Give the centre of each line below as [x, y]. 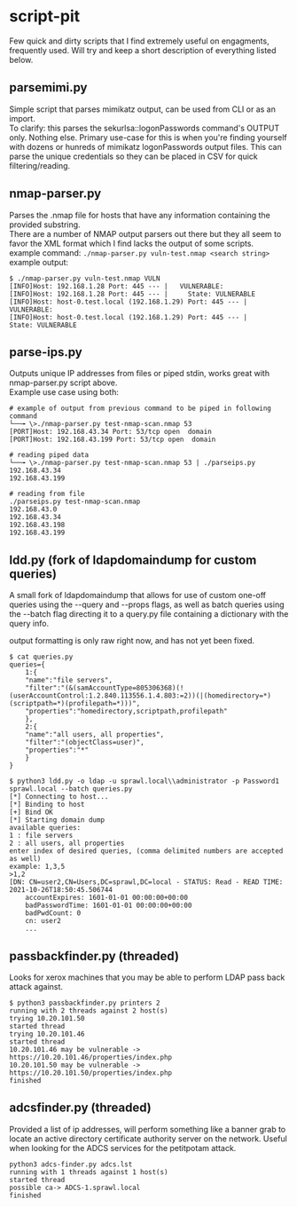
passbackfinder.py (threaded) [94, 956]
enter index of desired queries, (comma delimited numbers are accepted [146, 851]
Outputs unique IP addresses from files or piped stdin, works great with [140, 374]
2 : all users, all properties [67, 844]
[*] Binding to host [47, 805]
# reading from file [47, 494]
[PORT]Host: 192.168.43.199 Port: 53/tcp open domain [113, 440]
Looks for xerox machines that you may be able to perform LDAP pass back [147, 977]
